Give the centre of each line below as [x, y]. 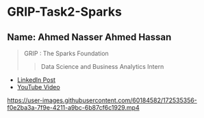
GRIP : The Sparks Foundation [66, 53]
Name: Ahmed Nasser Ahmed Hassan [89, 37]
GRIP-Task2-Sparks [64, 12]
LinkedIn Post [36, 80]
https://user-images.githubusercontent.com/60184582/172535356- [102, 100]
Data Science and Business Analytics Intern [102, 67]
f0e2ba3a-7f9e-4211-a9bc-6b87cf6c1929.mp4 [73, 107]
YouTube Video [38, 87]
